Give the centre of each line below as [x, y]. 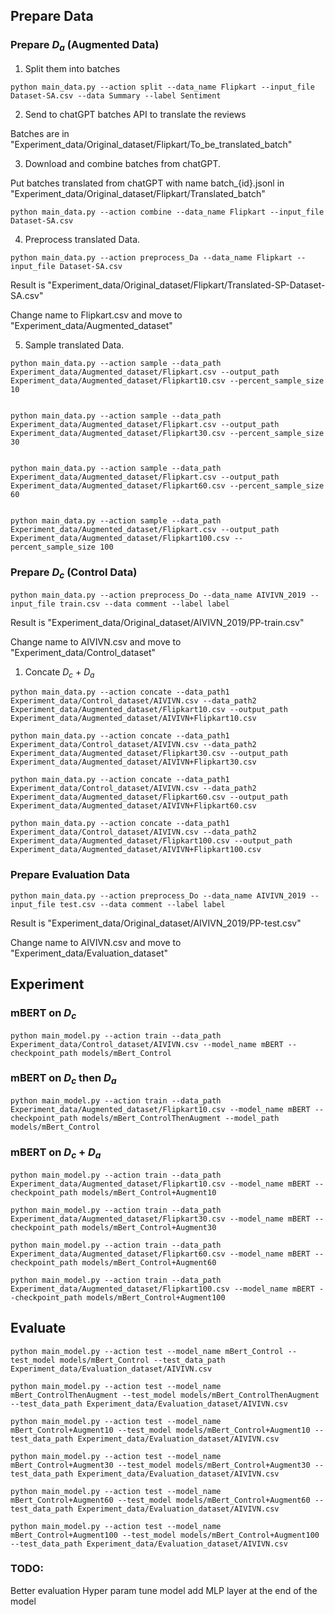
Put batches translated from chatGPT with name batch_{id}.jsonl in [147, 183]
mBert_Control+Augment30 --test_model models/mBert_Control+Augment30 [160, 1465]
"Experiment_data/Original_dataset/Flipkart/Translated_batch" [138, 193]
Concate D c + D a [59, 672]
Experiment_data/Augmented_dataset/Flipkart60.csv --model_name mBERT [160, 1254]
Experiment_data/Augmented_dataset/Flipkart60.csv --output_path [149, 797]
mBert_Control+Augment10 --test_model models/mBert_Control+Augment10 [160, 1430]
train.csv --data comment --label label [144, 604]
